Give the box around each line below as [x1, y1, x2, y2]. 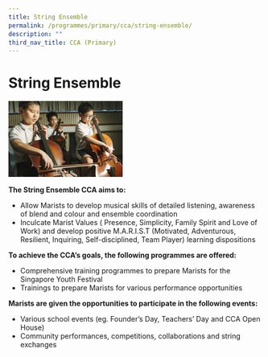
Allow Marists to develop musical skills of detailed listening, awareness [19, 201, 255, 211]
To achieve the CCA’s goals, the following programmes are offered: [8, 250, 237, 261]
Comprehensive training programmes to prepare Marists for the [19, 266, 231, 276]
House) [19, 322, 45, 333]
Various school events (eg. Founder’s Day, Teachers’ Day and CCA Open [19, 314, 261, 324]
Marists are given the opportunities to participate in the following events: [8, 298, 258, 309]
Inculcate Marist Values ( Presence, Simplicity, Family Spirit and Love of [19, 218, 258, 228]
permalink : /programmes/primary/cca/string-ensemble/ [8, 21, 193, 30]
